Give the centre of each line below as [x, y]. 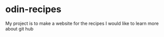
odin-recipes [33, 9]
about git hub [19, 28]
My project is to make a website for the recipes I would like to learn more [82, 23]
